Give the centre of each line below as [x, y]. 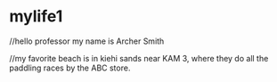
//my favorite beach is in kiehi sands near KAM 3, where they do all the [139, 58]
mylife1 [36, 16]
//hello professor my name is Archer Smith [87, 41]
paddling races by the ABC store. [70, 68]
